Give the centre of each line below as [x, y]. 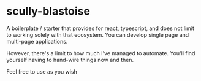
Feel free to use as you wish [42, 71]
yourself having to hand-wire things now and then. [70, 60]
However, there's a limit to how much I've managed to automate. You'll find [101, 53]
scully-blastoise [48, 11]
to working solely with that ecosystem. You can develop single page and [98, 34]
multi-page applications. [37, 41]
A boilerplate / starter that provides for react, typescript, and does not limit [100, 28]
